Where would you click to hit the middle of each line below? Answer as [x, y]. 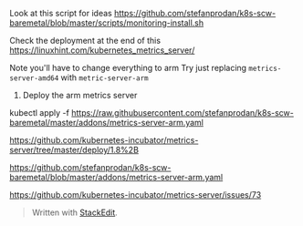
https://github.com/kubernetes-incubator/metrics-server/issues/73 [136, 195]
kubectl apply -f [40, 113]
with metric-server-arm [104, 77]
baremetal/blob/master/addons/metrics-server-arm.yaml [116, 177]
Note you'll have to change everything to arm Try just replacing [128, 68]
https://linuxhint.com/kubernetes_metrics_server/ [102, 50]
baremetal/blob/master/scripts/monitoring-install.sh [107, 23]
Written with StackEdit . [75, 212]
